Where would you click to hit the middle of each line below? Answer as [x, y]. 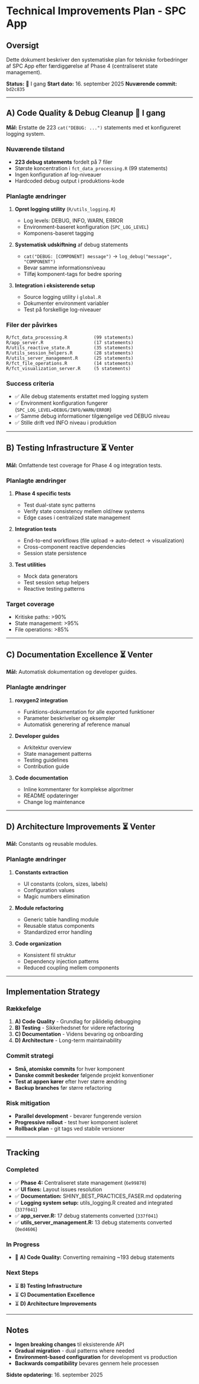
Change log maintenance [54, 801]
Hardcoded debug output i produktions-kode [69, 181]
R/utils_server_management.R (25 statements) [70, 358]
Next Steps [23, 1272]
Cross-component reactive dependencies [74, 547]
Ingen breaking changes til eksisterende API [69, 1344]
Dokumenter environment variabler [66, 303]
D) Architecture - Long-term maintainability [68, 1041]
